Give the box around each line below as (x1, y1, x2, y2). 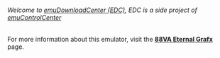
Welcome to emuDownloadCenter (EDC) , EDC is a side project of (7, 6, 197, 14)
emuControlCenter (7, 13, 62, 21)
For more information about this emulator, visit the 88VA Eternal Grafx (7, 35, 213, 44)
